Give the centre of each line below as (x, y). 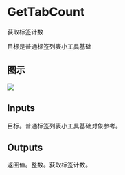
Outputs (25, 147)
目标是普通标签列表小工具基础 (49, 46)
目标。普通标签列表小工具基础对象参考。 (64, 126)
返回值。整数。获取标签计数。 (49, 165)
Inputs (21, 108)
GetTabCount (46, 12)
